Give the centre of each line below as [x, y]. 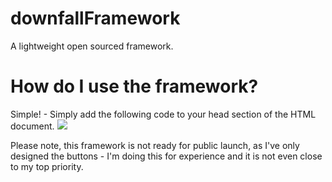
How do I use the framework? [134, 86]
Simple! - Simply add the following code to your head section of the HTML [163, 114]
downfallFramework [95, 18]
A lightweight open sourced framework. [92, 46]
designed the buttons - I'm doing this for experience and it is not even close [166, 156]
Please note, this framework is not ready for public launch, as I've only [155, 145]
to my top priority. [47, 166]
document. [32, 126]
